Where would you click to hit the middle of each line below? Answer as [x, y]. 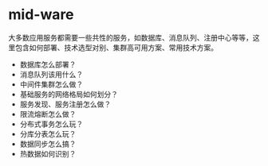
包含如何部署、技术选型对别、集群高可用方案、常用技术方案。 [116, 47]
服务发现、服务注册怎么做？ [65, 104]
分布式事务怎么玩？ [51, 124]
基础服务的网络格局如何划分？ [69, 94]
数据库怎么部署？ [48, 64]
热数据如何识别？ [48, 153]
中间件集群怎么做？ [51, 84]
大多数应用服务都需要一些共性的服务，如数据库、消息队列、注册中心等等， [130, 37]
